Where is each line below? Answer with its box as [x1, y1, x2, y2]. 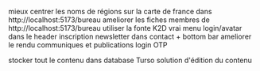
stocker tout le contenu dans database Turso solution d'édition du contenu [8, 55, 253, 65]
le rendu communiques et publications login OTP [8, 40, 169, 50]
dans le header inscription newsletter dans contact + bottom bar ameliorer [8, 32, 252, 41]
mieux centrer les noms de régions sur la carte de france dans [8, 7, 212, 16]
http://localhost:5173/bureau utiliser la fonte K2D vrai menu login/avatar [8, 24, 243, 32]
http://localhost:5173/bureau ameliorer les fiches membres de [8, 15, 211, 24]
